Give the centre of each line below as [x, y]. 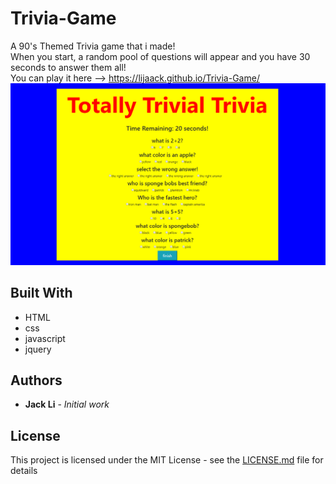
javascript [45, 338]
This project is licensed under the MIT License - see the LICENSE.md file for [167, 460]
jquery [38, 349]
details [24, 471]
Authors [36, 380]
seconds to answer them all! [68, 67]
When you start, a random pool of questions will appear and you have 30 [160, 56]
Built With [41, 293]
